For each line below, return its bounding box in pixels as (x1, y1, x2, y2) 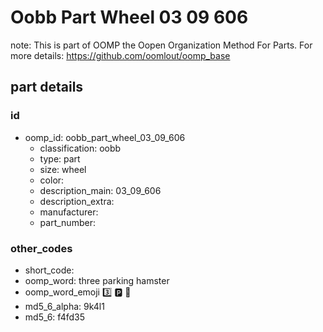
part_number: (39, 216, 96, 228)
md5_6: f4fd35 (24, 311, 85, 323)
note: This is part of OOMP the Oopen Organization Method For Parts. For (10, 39, 313, 51)
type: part (39, 152, 81, 165)
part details (10, 79, 84, 96)
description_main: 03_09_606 (39, 184, 162, 196)
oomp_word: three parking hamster (24, 274, 170, 286)
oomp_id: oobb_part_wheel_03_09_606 (24, 131, 186, 143)
